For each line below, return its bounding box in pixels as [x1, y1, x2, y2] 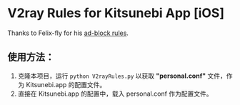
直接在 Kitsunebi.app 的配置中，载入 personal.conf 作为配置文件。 [17, 89, 213, 98]
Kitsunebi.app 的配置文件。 [26, 80, 106, 89]
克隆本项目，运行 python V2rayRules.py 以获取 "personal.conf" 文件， [17, 71, 226, 80]
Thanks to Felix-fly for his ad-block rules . [7, 29, 129, 37]
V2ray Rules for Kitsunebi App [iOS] [7, 5, 225, 21]
